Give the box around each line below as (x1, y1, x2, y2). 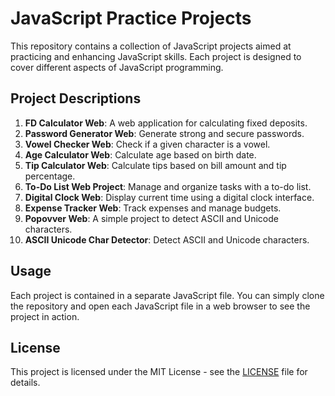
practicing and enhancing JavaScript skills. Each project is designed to (10, 50, 302, 62)
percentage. (24, 170, 76, 182)
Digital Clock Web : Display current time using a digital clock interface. (24, 191, 315, 203)
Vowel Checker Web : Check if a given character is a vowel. (24, 138, 271, 150)
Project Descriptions (10, 90, 142, 107)
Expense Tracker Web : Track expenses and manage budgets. (24, 202, 282, 214)
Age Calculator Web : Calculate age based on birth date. (24, 148, 257, 161)
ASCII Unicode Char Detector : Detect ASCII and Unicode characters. (24, 233, 310, 246)
